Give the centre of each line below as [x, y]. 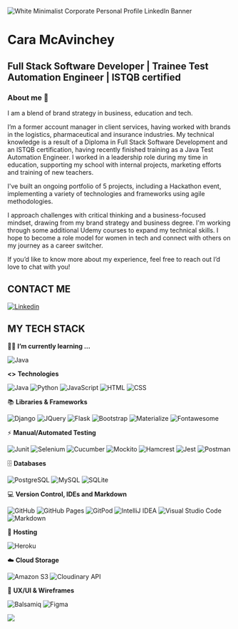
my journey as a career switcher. [55, 245]
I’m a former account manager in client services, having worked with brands [119, 127]
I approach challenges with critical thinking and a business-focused [107, 215]
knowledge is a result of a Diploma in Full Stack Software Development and [118, 142]
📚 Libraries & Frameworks [47, 402]
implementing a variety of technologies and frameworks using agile [106, 193]
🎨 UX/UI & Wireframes [41, 590]
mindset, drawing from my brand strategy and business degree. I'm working [119, 223]
